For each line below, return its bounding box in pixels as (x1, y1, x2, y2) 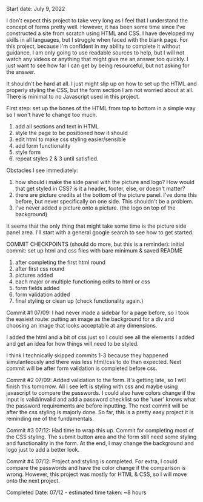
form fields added (15, 285, 60, 291)
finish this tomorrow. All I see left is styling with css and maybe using (6, 383, 178, 390)
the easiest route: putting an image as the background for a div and (6, 315, 175, 323)
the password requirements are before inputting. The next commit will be (6, 402, 188, 409)
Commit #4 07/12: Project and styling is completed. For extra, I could (6, 458, 178, 465)
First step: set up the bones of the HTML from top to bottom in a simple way (6, 105, 196, 111)
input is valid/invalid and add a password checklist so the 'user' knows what (6, 396, 196, 403)
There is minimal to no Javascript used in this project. (6, 93, 140, 100)
